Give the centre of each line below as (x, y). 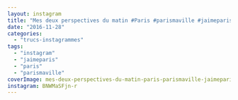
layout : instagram (34, 14)
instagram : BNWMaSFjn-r (42, 86)
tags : (15, 46)
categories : (25, 33)
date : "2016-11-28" (36, 27)
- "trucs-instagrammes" (49, 40)
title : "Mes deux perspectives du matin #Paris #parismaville (101, 20)
